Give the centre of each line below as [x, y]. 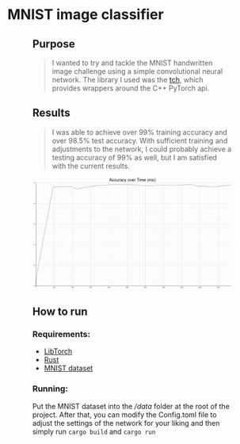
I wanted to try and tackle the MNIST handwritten [132, 63]
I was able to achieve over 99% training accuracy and [139, 132]
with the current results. [91, 166]
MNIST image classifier [86, 15]
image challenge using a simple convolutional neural [137, 71]
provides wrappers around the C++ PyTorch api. [131, 88]
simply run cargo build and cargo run [94, 431]
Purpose [54, 44]
